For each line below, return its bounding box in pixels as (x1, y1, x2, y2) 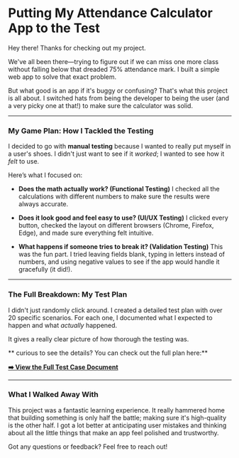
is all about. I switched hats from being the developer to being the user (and (8, 94, 230, 102)
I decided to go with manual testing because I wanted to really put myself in (8, 142, 231, 151)
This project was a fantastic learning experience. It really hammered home (8, 405, 226, 414)
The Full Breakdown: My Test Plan (8, 289, 128, 299)
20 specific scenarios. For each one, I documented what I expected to (8, 313, 213, 321)
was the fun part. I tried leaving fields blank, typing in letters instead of (18, 250, 226, 259)
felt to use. (8, 157, 40, 166)
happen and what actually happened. (8, 321, 118, 329)
